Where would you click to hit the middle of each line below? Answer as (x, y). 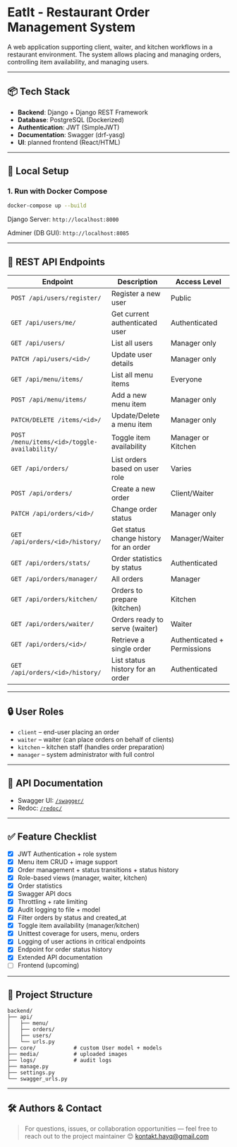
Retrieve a (128, 640)
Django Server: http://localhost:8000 (63, 219)
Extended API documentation (60, 958)
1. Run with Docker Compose (57, 192)
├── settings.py (31, 1073)
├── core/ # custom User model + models (85, 1048)
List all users (132, 343)
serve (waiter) (135, 628)
